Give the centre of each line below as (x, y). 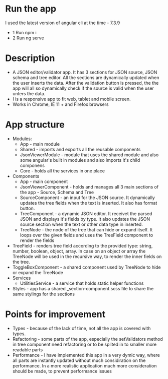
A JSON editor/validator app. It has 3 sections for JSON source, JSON (85, 72)
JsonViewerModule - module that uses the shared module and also (89, 155)
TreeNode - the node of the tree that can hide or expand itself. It (86, 229)
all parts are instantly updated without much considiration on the (79, 360)
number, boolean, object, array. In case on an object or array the (79, 251)
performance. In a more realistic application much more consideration (85, 365)
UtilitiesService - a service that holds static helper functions (82, 283)
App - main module (40, 144)
